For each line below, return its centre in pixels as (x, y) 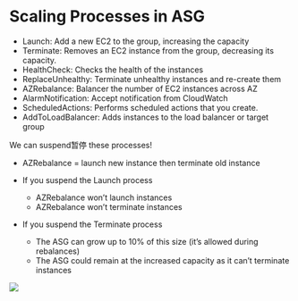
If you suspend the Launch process (87, 180)
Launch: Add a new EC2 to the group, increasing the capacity (136, 41)
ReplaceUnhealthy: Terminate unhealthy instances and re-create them (152, 79)
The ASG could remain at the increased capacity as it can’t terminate (162, 260)
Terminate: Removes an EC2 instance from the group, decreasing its (148, 50)
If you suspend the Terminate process (92, 224)
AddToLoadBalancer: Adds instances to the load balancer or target (145, 117)
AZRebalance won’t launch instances (104, 197)
